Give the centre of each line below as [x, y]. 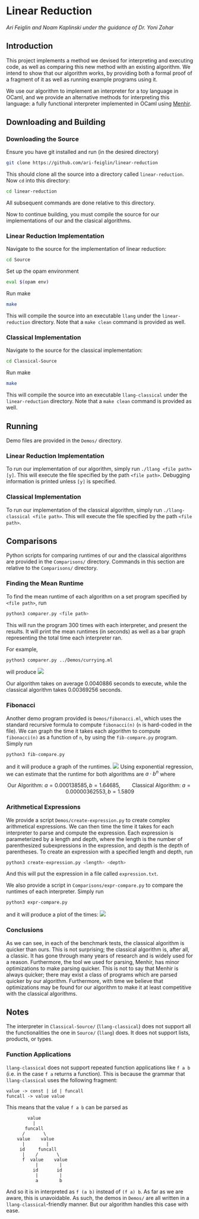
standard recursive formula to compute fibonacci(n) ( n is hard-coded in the [99, 725]
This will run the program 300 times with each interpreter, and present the [97, 625]
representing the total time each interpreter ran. [64, 638]
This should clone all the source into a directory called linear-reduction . [95, 174]
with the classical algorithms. [42, 993]
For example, [22, 649]
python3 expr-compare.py [37, 903]
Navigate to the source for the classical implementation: [75, 350]
